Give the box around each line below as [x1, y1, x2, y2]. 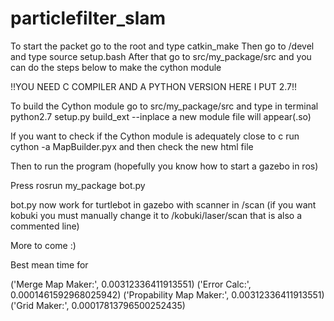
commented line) [10, 220, 80, 232]
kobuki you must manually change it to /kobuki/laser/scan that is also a [10, 209, 303, 221]
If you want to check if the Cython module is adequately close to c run [10, 130, 300, 142]
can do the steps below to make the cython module [10, 61, 222, 73]
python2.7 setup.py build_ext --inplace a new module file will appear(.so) [10, 110, 312, 122]
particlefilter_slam [10, 7, 167, 30]
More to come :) [10, 239, 77, 251]
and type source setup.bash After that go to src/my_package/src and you [10, 50, 312, 62]
